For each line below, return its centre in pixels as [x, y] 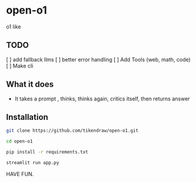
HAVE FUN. [20, 174]
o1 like [14, 27]
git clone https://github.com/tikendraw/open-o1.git [72, 131]
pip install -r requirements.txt [47, 152]
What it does [30, 84]
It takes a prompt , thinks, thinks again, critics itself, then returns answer [102, 99]
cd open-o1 [19, 142]
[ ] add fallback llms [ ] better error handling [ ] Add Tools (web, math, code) [98, 59]
